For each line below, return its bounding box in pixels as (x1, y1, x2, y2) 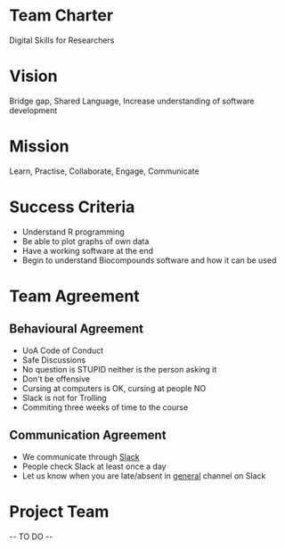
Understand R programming (21, 226, 125, 237)
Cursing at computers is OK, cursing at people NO (21, 382, 207, 393)
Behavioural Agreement (9, 322, 144, 337)
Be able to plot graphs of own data (21, 235, 150, 246)
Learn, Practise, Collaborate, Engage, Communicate (9, 166, 199, 176)
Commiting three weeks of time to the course (21, 402, 189, 413)
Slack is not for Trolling (21, 392, 107, 403)
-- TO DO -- (9, 531, 53, 542)
